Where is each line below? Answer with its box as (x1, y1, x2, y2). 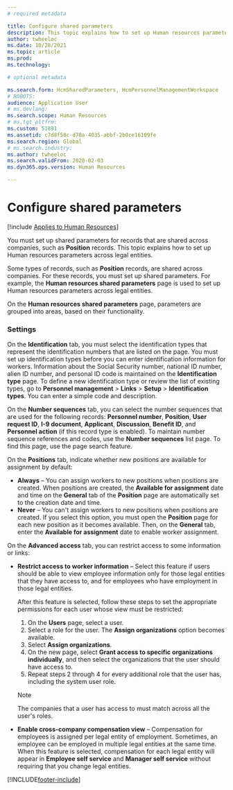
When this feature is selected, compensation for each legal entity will (17, 747, 215, 756)
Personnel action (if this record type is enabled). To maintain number (7, 427, 206, 436)
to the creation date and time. (17, 499, 102, 507)
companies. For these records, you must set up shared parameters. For (7, 271, 211, 280)
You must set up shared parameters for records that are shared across (7, 236, 209, 244)
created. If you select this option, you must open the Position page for (17, 513, 218, 522)
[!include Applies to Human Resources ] (7, 223, 119, 231)
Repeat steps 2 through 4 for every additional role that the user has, (27, 670, 222, 678)
